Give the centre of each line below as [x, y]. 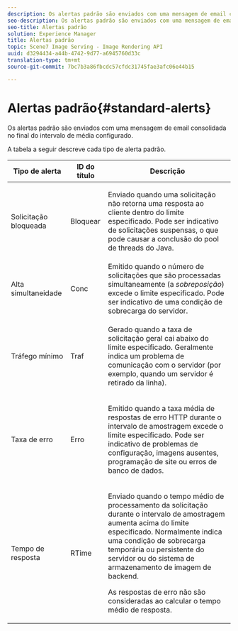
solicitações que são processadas [164, 275]
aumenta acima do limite [149, 522]
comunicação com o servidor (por [165, 365]
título [86, 175]
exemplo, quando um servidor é [161, 373]
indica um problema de [146, 356]
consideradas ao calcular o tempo [164, 600]
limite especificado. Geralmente [161, 347]
